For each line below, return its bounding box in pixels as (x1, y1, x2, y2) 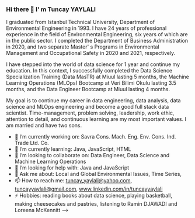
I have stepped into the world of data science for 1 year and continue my (6, 61, 180, 68)
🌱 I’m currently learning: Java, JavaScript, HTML (14, 146, 131, 153)
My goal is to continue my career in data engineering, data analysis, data (6, 97, 181, 104)
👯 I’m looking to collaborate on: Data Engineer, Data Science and (14, 152, 170, 159)
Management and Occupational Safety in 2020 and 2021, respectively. (6, 50, 176, 57)
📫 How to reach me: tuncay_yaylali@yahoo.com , (14, 177, 133, 184)
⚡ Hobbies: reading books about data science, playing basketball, (14, 192, 172, 199)
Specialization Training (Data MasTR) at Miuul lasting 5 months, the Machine (6, 73, 190, 81)
